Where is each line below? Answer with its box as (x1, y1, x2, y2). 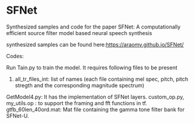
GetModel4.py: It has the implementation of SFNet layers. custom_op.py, (6, 93, 184, 100)
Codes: (6, 52, 24, 59)
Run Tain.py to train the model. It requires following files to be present (6, 63, 178, 71)
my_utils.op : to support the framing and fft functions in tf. (6, 99, 147, 107)
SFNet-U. (6, 112, 29, 119)
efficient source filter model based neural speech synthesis (6, 29, 152, 36)
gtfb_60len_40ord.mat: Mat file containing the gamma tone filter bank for (6, 106, 185, 113)
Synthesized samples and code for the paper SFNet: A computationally (6, 23, 181, 30)
